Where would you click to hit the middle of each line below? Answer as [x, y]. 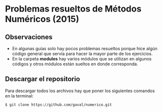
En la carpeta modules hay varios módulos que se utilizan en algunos [82, 59]
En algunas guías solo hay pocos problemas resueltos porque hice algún [85, 49]
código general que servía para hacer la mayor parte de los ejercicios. [82, 54]
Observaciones [29, 37]
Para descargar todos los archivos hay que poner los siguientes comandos [80, 91]
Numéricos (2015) [42, 19]
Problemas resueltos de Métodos [73, 9]
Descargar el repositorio [43, 79]
